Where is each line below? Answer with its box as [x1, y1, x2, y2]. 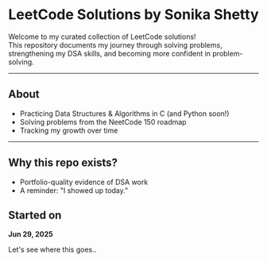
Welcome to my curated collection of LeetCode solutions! [8, 32, 196, 41]
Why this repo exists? [8, 156, 118, 170]
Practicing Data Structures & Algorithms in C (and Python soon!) [19, 109, 230, 118]
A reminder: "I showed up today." [19, 185, 129, 195]
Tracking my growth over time [19, 125, 118, 135]
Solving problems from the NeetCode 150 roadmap [19, 117, 187, 126]
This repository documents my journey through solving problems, [8, 40, 222, 49]
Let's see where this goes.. [8, 245, 97, 255]
